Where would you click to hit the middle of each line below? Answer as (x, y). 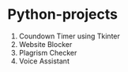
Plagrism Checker (48, 52)
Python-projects (62, 14)
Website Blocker (45, 44)
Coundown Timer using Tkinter (69, 36)
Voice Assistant (44, 61)
